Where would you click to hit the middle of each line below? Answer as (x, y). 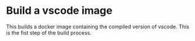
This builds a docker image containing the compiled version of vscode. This (98, 27)
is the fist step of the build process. (49, 32)
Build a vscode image (59, 11)
